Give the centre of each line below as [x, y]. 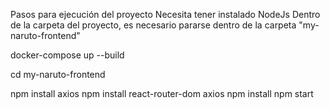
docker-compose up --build [67, 55]
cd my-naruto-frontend [58, 74]
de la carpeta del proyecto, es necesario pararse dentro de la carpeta [153, 25]
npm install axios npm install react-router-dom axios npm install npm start [162, 93]
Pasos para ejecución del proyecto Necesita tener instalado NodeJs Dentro [165, 14]
